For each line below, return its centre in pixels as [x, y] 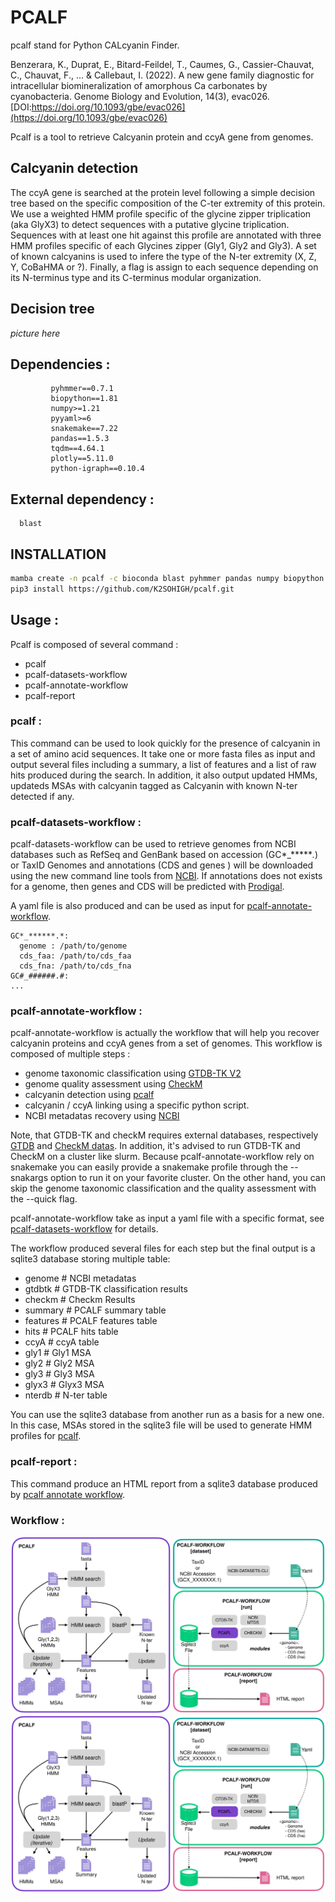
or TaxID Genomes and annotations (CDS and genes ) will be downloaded [162, 865]
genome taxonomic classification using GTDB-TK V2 [133, 1073]
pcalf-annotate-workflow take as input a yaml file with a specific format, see [167, 1218]
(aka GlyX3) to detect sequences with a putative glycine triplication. [150, 224]
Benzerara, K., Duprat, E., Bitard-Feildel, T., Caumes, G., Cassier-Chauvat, [162, 64]
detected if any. [42, 796]
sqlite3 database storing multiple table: [90, 1259]
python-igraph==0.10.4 [97, 469]
